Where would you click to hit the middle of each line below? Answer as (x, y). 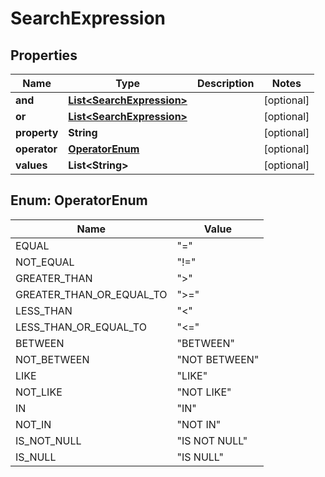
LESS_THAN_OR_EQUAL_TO (81, 327)
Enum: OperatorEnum (79, 200)
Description (225, 83)
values (31, 165)
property (37, 132)
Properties (44, 55)
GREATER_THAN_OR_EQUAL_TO (91, 294)
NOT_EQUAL (45, 262)
